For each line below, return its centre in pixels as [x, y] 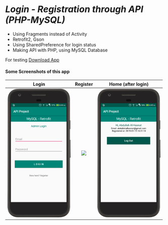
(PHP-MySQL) [35, 20]
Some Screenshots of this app [37, 71]
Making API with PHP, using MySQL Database [60, 50]
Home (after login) [129, 84]
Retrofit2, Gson [28, 39]
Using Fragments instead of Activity [50, 34]
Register [84, 84]
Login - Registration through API [74, 9]
